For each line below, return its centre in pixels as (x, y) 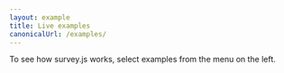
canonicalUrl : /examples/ (58, 34)
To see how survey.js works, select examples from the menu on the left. (143, 60)
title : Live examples (50, 26)
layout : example (40, 17)
